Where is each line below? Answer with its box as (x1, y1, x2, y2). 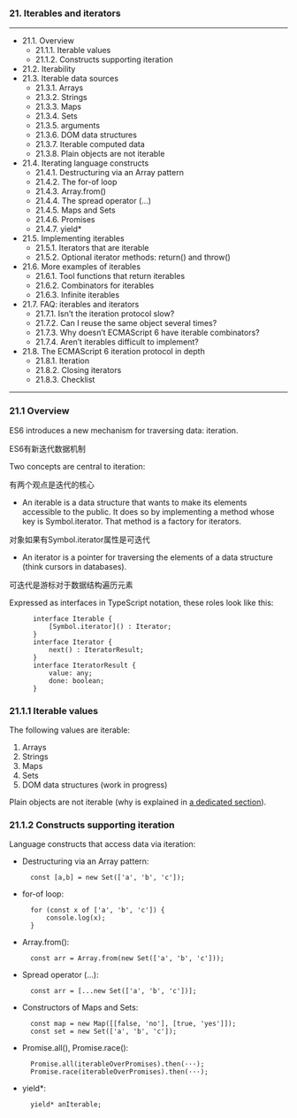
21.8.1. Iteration (34, 355, 90, 366)
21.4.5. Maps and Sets (34, 205, 117, 215)
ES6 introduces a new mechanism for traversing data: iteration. (9, 424, 239, 436)
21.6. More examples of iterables (21, 261, 141, 272)
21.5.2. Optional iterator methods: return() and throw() (34, 252, 232, 263)
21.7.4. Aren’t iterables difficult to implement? (34, 337, 199, 347)
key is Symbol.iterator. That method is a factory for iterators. (21, 516, 241, 526)
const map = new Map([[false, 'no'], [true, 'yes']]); (30, 1020, 237, 1029)
